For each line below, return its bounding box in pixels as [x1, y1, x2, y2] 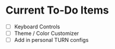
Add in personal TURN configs [14, 37, 89, 44]
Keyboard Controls [14, 23, 60, 30]
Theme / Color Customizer [14, 30, 79, 37]
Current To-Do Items [5, 4, 109, 17]
